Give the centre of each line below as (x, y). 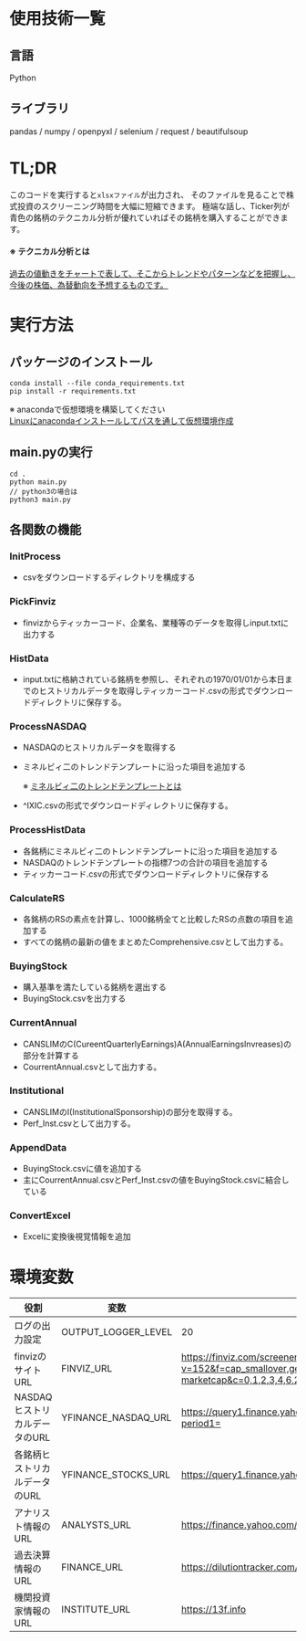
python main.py (38, 482)
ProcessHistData (48, 830)
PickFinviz (33, 602)
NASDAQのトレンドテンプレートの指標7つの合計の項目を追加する (145, 862)
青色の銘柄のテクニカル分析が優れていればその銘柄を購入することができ (145, 217)
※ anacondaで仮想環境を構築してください (87, 409)
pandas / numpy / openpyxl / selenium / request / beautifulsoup (129, 131)
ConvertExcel (40, 1215)
